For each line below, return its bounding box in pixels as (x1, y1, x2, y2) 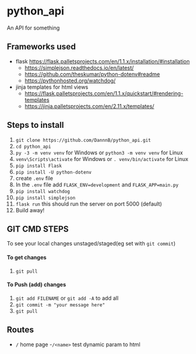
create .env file (15, 174, 54, 182)
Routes (7, 324, 34, 335)
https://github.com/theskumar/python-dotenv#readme (24, 71, 160, 78)
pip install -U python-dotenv (15, 169, 92, 175)
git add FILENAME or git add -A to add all (15, 294, 119, 302)
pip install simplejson (15, 195, 76, 201)
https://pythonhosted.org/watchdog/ (24, 77, 116, 84)
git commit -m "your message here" (15, 302, 106, 308)
